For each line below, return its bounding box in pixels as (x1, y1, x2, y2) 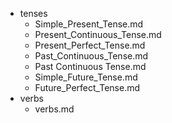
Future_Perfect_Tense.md (34, 82, 140, 93)
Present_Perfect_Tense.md (34, 39, 146, 51)
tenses (19, 8, 48, 19)
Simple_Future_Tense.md (34, 71, 138, 83)
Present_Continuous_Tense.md (34, 29, 162, 40)
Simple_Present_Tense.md (34, 18, 144, 30)
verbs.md (34, 103, 75, 115)
